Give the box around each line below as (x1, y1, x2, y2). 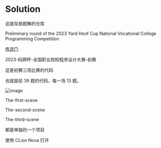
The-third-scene (5, 116, 39, 122)
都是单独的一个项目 (5, 127, 45, 133)
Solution (5, 3, 41, 15)
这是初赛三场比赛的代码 (5, 67, 53, 73)
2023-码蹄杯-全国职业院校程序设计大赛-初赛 (5, 56, 96, 63)
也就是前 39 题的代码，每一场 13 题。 (5, 77, 81, 83)
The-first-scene (5, 97, 38, 103)
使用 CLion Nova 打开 (5, 137, 49, 143)
